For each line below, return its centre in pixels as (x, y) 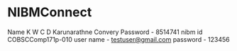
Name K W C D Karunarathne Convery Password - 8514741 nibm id (105, 32)
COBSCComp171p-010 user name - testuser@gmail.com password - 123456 (118, 39)
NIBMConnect (50, 12)
